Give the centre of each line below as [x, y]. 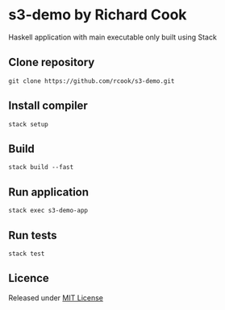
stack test [27, 254]
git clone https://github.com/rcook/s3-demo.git [92, 81]
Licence [29, 278]
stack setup [28, 124]
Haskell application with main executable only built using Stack [113, 37]
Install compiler [48, 106]
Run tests [33, 235]
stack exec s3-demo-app [48, 211]
